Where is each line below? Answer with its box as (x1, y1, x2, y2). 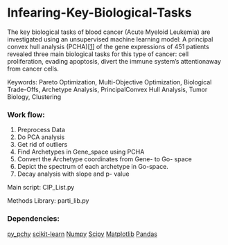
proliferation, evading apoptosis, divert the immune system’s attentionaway (7, 57, 222, 65)
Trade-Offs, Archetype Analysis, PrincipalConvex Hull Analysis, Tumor (7, 85, 208, 93)
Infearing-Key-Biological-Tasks (7, 5, 192, 21)
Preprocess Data (17, 126, 66, 134)
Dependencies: (7, 214, 60, 224)
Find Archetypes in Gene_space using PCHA (17, 147, 145, 156)
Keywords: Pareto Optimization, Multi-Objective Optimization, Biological (7, 78, 212, 86)
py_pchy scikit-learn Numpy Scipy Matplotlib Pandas (7, 230, 158, 238)
